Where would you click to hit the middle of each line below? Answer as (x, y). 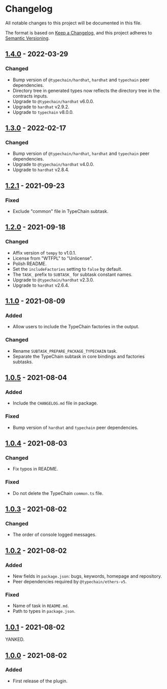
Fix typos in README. (35, 469)
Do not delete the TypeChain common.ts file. (58, 493)
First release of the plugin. (40, 681)
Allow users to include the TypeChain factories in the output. (76, 327)
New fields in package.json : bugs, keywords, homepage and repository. (87, 576)
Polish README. (29, 263)
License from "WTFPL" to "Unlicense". (53, 258)
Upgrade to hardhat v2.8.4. (41, 170)
